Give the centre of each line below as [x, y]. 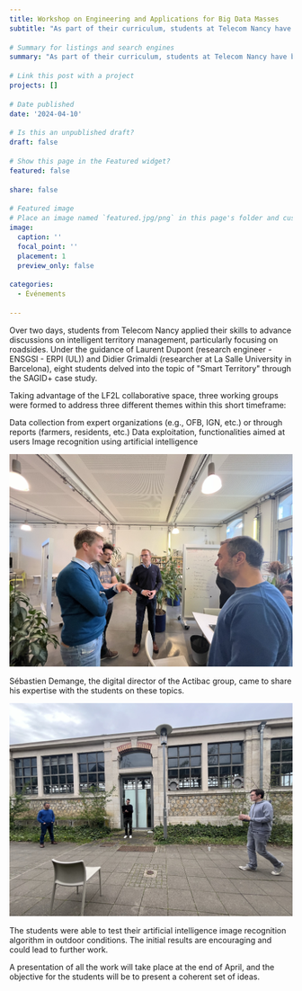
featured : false [40, 171]
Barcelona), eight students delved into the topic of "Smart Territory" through [151, 368]
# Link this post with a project [72, 76]
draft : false [34, 143]
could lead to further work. [59, 950]
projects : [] [34, 85]
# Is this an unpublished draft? [72, 133]
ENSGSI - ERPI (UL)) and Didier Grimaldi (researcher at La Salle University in [151, 359]
